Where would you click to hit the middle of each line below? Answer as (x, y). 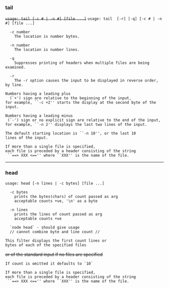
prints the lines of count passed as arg (58, 214)
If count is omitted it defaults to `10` (49, 263)
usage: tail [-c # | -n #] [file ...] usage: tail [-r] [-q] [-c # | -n (83, 19)
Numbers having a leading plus (38, 94)
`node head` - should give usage (45, 227)
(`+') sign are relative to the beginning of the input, (71, 98)
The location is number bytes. (47, 37)
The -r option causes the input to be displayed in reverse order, (86, 81)
